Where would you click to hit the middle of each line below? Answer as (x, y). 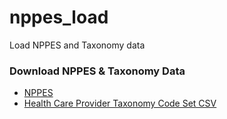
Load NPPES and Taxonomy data (77, 45)
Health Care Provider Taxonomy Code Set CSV (120, 103)
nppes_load (59, 17)
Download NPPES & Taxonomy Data (97, 71)
